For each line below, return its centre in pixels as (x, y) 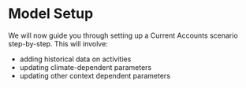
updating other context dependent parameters (95, 75)
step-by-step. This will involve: (58, 43)
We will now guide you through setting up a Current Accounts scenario (123, 35)
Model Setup (51, 14)
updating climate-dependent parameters (86, 67)
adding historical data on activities (75, 59)
